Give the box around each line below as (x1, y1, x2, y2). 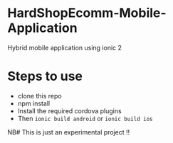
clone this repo (17, 91, 62, 100)
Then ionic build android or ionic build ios (17, 114, 153, 122)
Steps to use (7, 69, 83, 84)
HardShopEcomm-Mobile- (7, 5, 167, 21)
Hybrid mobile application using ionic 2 (7, 43, 122, 52)
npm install (17, 99, 51, 108)
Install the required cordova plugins (17, 106, 122, 115)
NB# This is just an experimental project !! (7, 127, 130, 136)
